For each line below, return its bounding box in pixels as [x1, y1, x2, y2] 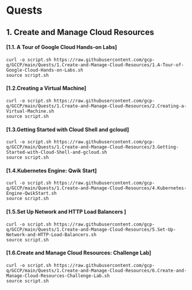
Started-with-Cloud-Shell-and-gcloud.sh [6, 149, 108, 156]
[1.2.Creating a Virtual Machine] [6, 85, 87, 92]
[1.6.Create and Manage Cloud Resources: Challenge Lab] [6, 249, 151, 256]
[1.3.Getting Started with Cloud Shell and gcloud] [6, 125, 129, 133]
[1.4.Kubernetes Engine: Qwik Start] [6, 167, 97, 174]
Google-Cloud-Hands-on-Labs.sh [6, 67, 84, 73]
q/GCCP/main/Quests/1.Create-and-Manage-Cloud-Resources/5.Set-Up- [6, 226, 177, 233]
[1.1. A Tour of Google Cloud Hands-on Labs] [6, 44, 117, 51]
